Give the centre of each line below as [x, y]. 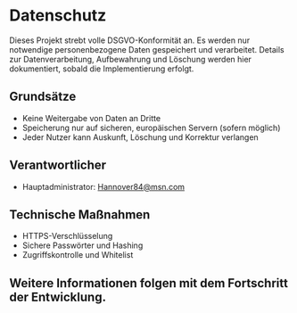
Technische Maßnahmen [80, 214]
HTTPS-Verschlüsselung [67, 236]
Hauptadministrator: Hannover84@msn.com [103, 186]
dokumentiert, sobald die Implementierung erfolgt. [102, 69]
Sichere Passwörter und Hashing [82, 245]
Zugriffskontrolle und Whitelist [78, 255]
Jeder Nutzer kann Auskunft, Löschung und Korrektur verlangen [140, 137]
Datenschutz [58, 16]
